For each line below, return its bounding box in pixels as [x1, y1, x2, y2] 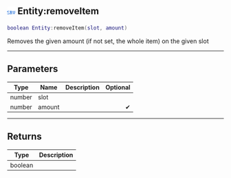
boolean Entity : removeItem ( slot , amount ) [7, 24, 128, 31]
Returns [7, 131, 43, 142]
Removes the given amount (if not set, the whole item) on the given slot [7, 37, 209, 45]
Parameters [7, 63, 58, 75]
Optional [105, 84, 131, 91]
